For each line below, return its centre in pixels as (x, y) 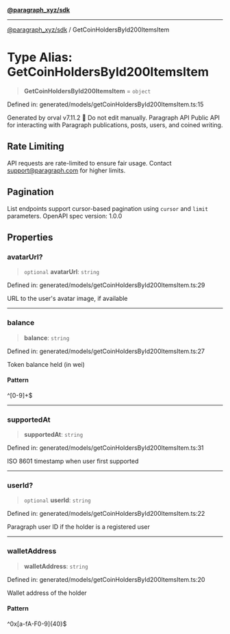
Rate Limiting (36, 147)
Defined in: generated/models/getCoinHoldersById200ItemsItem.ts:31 (105, 448)
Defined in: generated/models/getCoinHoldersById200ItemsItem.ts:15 (105, 104)
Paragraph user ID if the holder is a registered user (79, 527)
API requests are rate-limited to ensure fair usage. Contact (90, 163)
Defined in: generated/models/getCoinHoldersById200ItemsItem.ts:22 (106, 514)
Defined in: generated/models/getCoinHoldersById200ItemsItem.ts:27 (106, 351)
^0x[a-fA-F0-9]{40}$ (37, 624)
